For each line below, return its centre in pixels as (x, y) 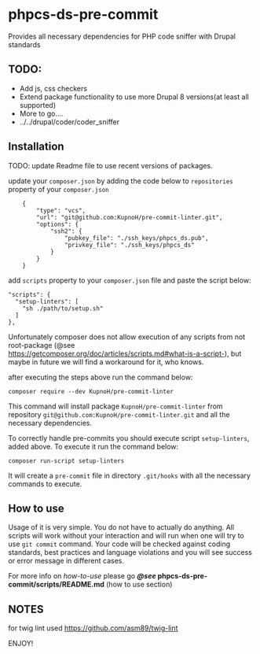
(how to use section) (139, 585)
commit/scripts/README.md (56, 585)
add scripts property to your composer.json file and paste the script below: (130, 280)
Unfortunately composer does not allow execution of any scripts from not (127, 337)
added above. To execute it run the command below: (93, 446)
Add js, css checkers (53, 88)
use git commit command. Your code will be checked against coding (119, 544)
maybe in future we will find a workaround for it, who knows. (106, 362)
